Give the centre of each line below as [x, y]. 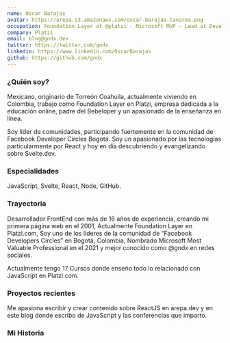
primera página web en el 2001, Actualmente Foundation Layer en [100, 225]
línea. [15, 119]
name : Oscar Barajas [37, 13]
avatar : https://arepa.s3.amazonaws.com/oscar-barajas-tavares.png [105, 20]
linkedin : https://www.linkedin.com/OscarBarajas [79, 52]
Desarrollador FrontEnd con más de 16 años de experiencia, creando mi [108, 219]
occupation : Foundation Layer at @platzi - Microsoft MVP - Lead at [107, 26]
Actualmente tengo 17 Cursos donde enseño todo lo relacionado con [104, 268]
